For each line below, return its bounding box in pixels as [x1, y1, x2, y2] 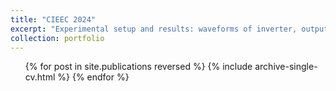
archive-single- [254, 61, 318, 73]
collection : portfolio [10, 33, 105, 43]
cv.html [24, 71, 56, 83]
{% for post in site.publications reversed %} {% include [24, 61, 253, 73]
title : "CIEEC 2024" [10, 14, 97, 25]
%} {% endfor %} [57, 71, 130, 83]
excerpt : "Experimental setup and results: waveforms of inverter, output [10, 24, 329, 34]
